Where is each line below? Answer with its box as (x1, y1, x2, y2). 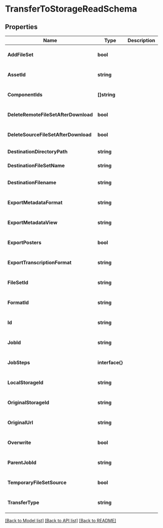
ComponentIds (7, 91, 43, 98)
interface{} (98, 359, 123, 366)
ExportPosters (7, 239, 42, 246)
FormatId (7, 299, 29, 306)
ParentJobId (7, 459, 36, 466)
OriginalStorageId (7, 399, 49, 406)
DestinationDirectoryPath (7, 148, 68, 155)
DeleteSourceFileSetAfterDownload (7, 131, 92, 138)
